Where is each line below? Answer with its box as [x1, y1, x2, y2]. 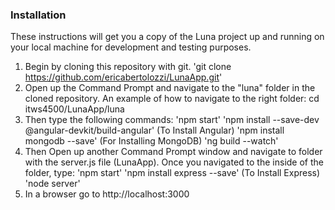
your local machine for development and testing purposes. [10, 41, 252, 53]
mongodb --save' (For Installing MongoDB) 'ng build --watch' [24, 135, 279, 147]
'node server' [24, 178, 81, 190]
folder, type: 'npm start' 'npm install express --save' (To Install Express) [24, 167, 321, 179]
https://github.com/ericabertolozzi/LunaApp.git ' [24, 71, 223, 83]
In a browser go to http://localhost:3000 [24, 188, 190, 200]
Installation [10, 8, 67, 22]
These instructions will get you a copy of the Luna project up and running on [10, 31, 325, 43]
